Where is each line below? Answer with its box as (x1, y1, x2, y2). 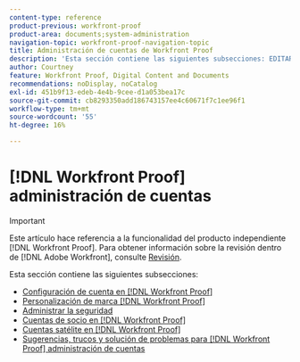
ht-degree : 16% (9, 121, 66, 130)
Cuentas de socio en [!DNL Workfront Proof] (21, 314, 186, 325)
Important (9, 215, 46, 226)
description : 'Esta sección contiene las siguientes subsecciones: (9, 54, 266, 63)
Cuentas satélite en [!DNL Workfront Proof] (21, 324, 181, 334)
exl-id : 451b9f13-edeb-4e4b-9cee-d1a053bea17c (9, 87, 186, 96)
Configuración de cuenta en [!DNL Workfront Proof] (21, 286, 213, 297)
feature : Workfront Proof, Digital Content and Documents (9, 71, 229, 80)
